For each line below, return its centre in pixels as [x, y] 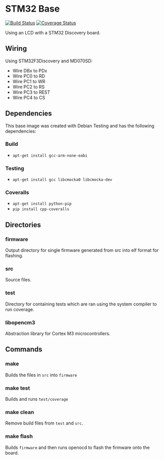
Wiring [16, 49]
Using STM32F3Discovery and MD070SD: [49, 61]
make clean [20, 412]
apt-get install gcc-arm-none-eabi [50, 156]
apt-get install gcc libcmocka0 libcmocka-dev [62, 180]
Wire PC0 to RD [29, 76]
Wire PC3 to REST [31, 92]
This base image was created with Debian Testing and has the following [80, 126]
